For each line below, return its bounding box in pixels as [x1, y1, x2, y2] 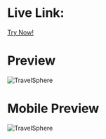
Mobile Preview [7, 100, 100, 117]
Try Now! [7, 28, 34, 37]
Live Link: [7, 5, 65, 21]
